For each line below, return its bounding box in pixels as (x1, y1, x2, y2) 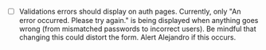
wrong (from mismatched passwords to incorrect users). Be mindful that (18, 24, 256, 34)
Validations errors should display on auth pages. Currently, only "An (18, 7, 241, 16)
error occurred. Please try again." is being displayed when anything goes (18, 16, 259, 25)
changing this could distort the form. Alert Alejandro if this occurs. (18, 33, 237, 42)
